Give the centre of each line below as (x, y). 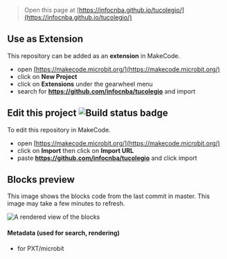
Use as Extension (45, 39)
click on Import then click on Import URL (75, 150)
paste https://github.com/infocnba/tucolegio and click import (107, 158)
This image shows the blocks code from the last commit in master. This (109, 196)
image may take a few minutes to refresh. (66, 204)
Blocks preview (41, 180)
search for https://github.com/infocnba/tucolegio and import (106, 91)
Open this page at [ (52, 10)
